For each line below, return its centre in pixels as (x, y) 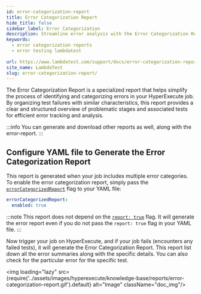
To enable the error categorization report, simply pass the (77, 183)
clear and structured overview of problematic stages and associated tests (97, 109)
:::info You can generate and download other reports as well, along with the (99, 127)
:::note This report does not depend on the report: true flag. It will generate (100, 217)
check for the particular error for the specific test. (67, 260)
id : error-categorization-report (48, 12)
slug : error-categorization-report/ (52, 73)
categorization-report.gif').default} (49, 284)
